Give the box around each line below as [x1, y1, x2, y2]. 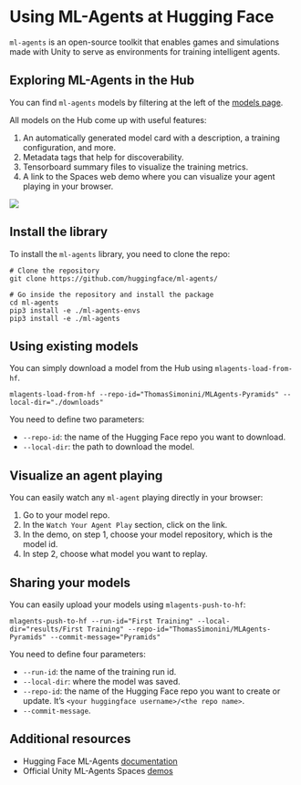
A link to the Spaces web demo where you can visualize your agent [22, 170, 275, 181]
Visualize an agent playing [9, 468, 163, 483]
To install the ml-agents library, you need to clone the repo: [9, 248, 231, 259]
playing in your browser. [22, 181, 114, 191]
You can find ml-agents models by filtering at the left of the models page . [9, 97, 284, 108]
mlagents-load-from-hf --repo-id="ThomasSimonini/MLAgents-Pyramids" [9, 390, 280, 399]
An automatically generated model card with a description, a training [22, 132, 281, 143]
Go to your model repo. [22, 510, 110, 521]
